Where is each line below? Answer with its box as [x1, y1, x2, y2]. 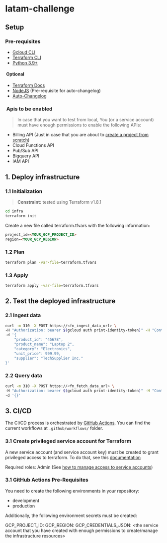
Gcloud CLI [12, 49, 36, 55]
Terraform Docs [12, 82, 45, 88]
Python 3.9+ [12, 59, 38, 65]
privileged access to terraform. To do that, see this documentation [5, 454, 141, 460]
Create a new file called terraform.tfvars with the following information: [5, 222, 151, 228]
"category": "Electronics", [14, 346, 72, 351]
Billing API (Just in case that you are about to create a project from [12, 132, 149, 138]
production [12, 503, 35, 509]
